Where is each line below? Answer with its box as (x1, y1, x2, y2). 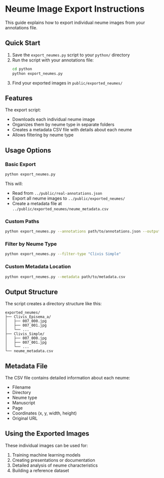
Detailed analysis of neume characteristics (12, 462, 98, 468)
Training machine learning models (12, 452, 81, 457)
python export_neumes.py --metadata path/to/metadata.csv (5, 274, 125, 279)
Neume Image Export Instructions (5, 3, 145, 15)
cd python (12, 66, 33, 71)
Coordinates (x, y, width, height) (12, 410, 77, 416)
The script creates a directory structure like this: (5, 301, 102, 307)
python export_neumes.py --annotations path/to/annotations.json (5, 229, 141, 234)
